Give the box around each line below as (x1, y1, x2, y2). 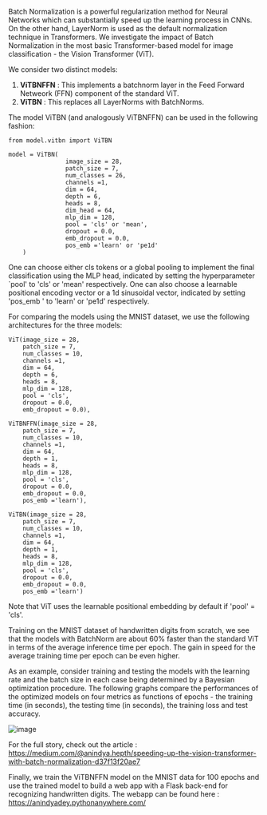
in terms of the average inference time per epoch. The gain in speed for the (8, 642, 257, 652)
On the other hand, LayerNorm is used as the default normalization (8, 24, 228, 33)
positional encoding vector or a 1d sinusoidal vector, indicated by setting (8, 288, 245, 297)
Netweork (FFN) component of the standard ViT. (19, 89, 179, 98)
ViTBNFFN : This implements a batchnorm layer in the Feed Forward (19, 80, 245, 89)
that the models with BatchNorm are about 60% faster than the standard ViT (8, 634, 259, 643)
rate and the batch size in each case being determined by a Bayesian (8, 675, 235, 684)
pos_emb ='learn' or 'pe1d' (65, 241, 159, 249)
